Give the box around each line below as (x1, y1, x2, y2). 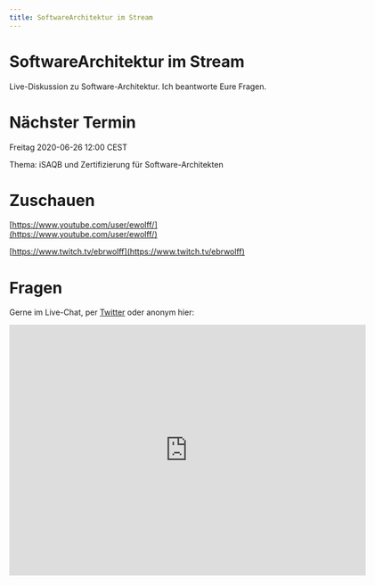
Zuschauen (9, 190, 95, 210)
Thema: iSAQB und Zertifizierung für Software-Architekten (9, 159, 224, 169)
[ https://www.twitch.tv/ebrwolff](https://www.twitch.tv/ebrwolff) (9, 246, 245, 257)
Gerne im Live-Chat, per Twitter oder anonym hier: (9, 307, 194, 317)
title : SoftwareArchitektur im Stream (9, 12, 153, 22)
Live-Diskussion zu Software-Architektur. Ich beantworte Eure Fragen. (9, 81, 267, 92)
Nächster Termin (9, 112, 136, 132)
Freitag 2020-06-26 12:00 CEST (9, 142, 127, 152)
